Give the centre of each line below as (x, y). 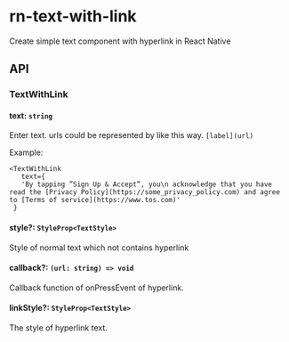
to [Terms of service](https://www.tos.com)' (95, 200)
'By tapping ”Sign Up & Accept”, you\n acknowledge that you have (147, 184)
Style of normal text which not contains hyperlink (99, 248)
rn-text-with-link (73, 16)
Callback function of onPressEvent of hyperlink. (96, 288)
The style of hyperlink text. (59, 328)
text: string (31, 115)
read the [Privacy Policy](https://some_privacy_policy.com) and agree (144, 192)
